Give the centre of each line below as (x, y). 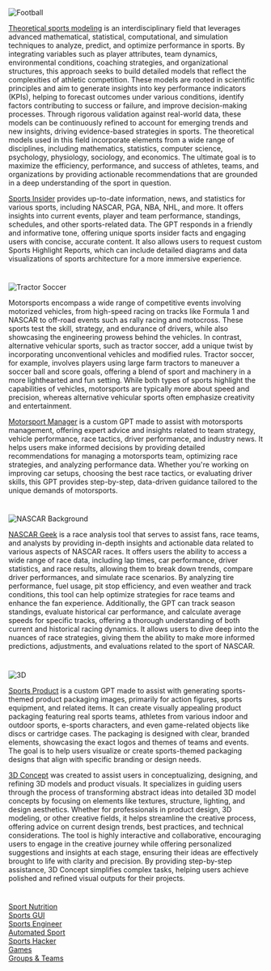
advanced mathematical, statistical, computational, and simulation (119, 37)
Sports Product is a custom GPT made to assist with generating (114, 690)
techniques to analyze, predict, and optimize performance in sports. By (127, 45)
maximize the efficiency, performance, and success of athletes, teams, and (133, 165)
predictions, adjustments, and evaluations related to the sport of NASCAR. (132, 647)
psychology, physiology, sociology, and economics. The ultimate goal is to (132, 157)
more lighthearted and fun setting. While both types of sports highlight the (132, 380)
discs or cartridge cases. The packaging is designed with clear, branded (129, 733)
